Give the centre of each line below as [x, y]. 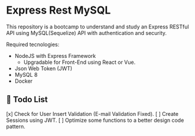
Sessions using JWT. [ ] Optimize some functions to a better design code [95, 120]
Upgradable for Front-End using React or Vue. [79, 62]
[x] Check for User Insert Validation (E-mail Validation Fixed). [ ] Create [92, 114]
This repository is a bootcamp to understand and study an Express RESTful [97, 27]
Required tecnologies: [33, 44]
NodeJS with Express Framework [55, 56]
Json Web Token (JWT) [43, 68]
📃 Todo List [27, 100]
